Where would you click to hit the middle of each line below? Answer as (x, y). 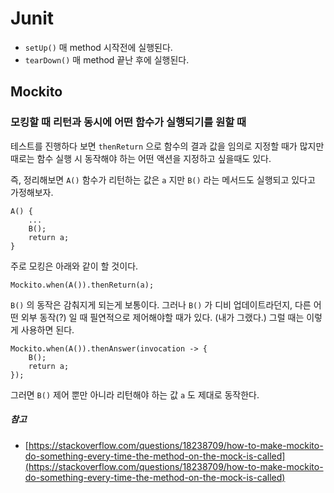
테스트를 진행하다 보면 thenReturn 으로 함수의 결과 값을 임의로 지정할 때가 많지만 (167, 146)
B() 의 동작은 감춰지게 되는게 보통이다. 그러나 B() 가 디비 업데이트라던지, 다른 (161, 304)
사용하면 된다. (47, 329)
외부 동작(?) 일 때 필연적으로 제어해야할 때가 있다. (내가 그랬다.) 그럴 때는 (162, 317)
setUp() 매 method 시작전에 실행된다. (98, 47)
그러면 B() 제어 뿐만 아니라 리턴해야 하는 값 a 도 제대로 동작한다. (135, 394)
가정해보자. (32, 192)
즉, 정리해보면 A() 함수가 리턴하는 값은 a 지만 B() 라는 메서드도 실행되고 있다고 (163, 179)
